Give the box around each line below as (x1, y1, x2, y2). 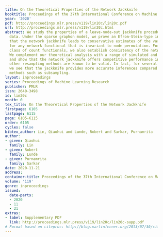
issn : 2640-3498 (5, 89, 38, 93)
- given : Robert (5, 147, 38, 152)
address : (5, 170, 23, 175)
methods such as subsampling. (9, 71, 70, 75)
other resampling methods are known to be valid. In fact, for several (9, 61, 158, 66)
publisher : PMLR (5, 84, 38, 89)
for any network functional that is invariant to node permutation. (9, 43, 151, 48)
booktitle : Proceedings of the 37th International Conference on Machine (5, 12, 158, 17)
